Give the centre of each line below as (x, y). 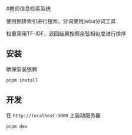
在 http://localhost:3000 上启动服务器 (54, 115)
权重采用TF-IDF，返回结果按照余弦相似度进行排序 (66, 33)
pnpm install (22, 80)
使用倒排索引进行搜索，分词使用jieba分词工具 (61, 21)
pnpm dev (17, 126)
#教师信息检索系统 (29, 9)
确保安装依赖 (22, 69)
